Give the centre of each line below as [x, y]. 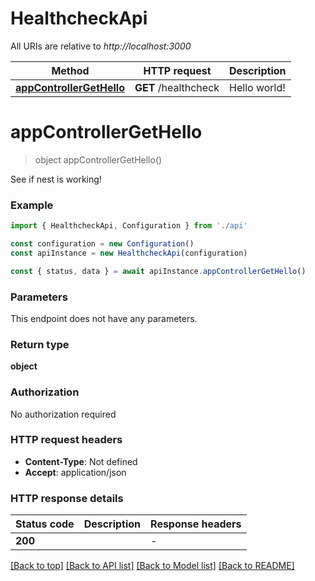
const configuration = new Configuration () [102, 244]
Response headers [196, 524]
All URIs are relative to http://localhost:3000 [101, 46]
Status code [45, 524]
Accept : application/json [75, 472]
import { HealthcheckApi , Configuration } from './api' [129, 226]
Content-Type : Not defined [81, 461]
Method [70, 70]
